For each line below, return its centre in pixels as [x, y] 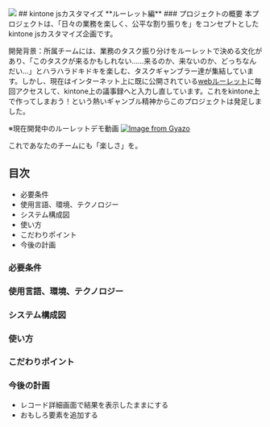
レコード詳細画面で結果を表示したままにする [94, 404]
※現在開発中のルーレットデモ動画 [64, 129]
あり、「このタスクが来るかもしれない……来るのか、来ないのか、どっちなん [133, 61]
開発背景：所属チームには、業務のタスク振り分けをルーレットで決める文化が [135, 51]
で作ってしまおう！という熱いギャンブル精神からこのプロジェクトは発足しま [135, 101]
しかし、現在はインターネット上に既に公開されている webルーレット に [138, 81]
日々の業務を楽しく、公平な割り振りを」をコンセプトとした [160, 24]
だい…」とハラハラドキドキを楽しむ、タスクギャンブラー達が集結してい [128, 71]
